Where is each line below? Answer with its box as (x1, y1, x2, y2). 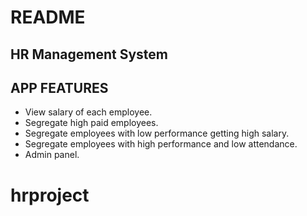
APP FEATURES (10, 79, 109, 96)
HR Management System (10, 46, 168, 63)
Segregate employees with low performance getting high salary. (24, 127, 290, 140)
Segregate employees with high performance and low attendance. (24, 138, 298, 150)
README (10, 6, 86, 29)
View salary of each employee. (24, 106, 153, 118)
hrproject (10, 184, 90, 206)
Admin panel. (24, 149, 80, 161)
